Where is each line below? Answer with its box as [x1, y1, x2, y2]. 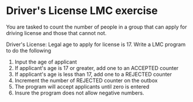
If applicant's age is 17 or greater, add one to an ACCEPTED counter [14, 64, 179, 71]
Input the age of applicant [14, 58, 77, 65]
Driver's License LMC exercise [6, 4, 158, 17]
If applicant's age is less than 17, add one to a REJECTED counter [14, 71, 172, 78]
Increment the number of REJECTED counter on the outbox [14, 77, 158, 84]
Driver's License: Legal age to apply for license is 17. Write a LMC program [6, 41, 186, 48]
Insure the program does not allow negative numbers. [14, 89, 145, 96]
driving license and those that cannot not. [6, 29, 107, 36]
